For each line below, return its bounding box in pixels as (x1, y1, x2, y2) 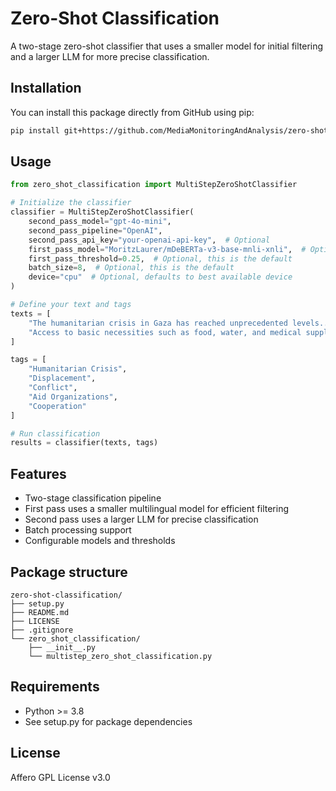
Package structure (10, 563, 128, 581)
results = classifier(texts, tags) (10, 438, 159, 448)
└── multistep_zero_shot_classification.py (28, 651, 213, 661)
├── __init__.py (28, 642, 97, 652)
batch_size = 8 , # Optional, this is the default (28, 263, 235, 273)
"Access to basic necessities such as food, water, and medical (28, 327, 302, 337)
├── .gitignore (10, 625, 74, 635)
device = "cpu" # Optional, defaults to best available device (28, 272, 293, 282)
